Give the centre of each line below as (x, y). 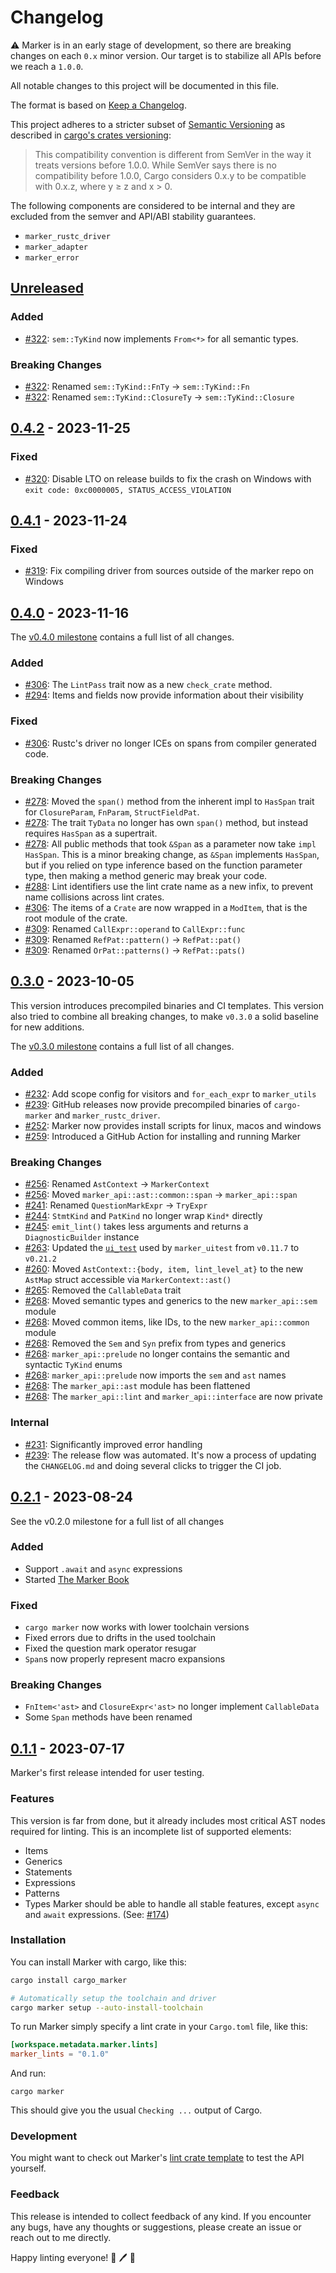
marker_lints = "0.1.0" (60, 2054)
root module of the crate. (76, 918)
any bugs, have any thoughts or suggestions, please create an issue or (156, 2227)
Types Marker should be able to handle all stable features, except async (172, 1903)
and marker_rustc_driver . (107, 1115)
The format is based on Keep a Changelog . (98, 105)
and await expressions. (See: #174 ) (97, 1914)
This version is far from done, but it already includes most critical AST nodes (168, 1820)
